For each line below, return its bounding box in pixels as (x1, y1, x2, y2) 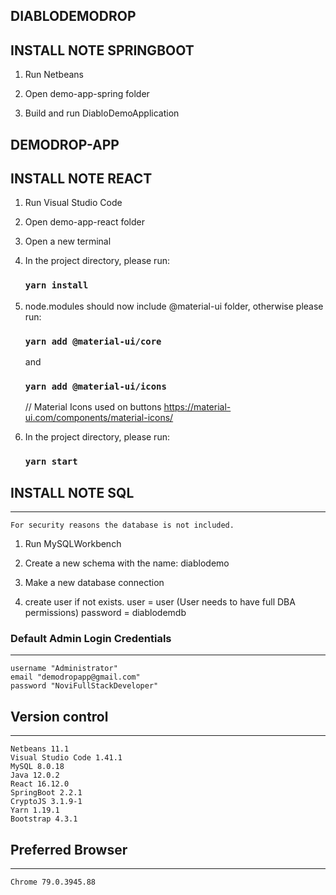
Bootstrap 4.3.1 (10, 814, 78, 824)
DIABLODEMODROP (10, 8, 137, 25)
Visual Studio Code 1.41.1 (10, 753, 123, 763)
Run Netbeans (24, 69, 84, 81)
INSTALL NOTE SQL (10, 484, 135, 501)
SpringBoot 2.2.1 (10, 788, 83, 798)
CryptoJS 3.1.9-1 (10, 797, 83, 807)
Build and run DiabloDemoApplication (24, 107, 180, 119)
